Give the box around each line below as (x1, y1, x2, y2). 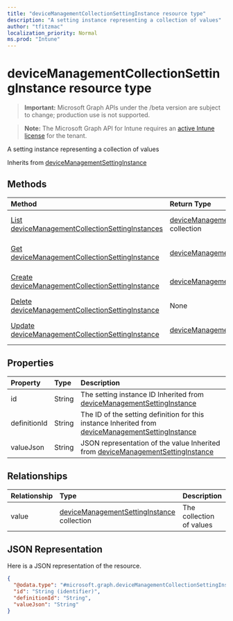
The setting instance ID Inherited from (80, 390, 205, 399)
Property (10, 378, 41, 387)
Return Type (169, 199, 212, 209)
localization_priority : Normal (7, 29, 98, 37)
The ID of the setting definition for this (80, 410, 205, 419)
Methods (7, 178, 47, 191)
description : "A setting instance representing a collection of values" (7, 17, 222, 24)
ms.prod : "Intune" (7, 36, 60, 43)
